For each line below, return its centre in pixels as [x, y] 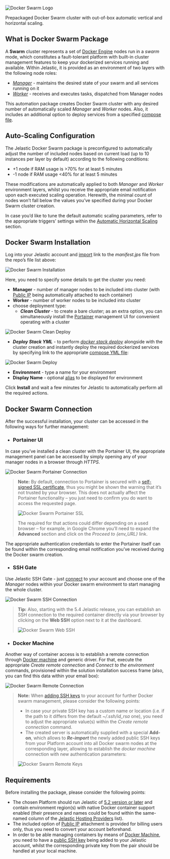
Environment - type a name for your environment [64, 372]
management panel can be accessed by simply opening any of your [76, 456]
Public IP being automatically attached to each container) [73, 295]
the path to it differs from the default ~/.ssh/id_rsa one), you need [94, 716]
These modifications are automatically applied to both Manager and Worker [84, 184]
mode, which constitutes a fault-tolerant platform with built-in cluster [77, 57]
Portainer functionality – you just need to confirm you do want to [85, 498]
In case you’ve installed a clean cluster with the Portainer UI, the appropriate [85, 451]
